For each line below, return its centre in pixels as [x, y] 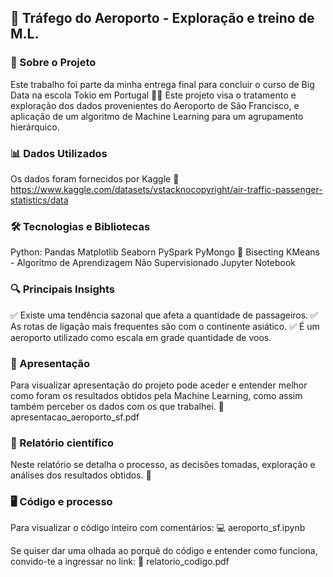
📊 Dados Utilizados [59, 153]
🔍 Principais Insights [63, 289]
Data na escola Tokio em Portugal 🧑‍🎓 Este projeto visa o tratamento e [153, 95]
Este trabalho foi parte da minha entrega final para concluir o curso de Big [162, 84]
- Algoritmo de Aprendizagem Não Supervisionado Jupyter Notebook [153, 263]
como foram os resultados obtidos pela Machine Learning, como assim [156, 395]
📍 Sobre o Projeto [53, 63]
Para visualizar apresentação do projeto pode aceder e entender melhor [159, 385]
